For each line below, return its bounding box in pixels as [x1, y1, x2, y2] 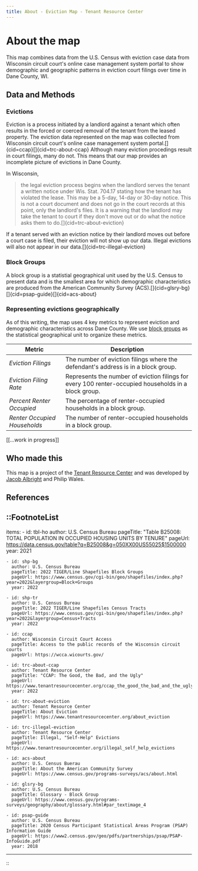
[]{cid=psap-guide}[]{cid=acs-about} [6, 291, 97, 298]
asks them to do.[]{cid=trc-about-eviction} [20, 220, 124, 227]
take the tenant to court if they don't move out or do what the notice [20, 213, 186, 220]
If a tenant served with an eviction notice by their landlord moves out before [6, 231, 190, 238]
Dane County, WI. [6, 72, 49, 80]
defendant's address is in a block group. [65, 362, 177, 370]
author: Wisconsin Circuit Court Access [11, 636, 112, 642]
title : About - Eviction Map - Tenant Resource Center [6, 8, 144, 15]
